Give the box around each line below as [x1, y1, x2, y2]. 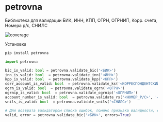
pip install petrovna [5, 50, 49, 55]
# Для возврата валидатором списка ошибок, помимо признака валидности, [5, 108, 155, 113]
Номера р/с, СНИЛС [5, 22, 48, 28]
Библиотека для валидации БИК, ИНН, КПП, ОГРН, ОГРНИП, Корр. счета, [5, 17, 158, 23]
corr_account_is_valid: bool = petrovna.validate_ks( [5, 81, 118, 86]
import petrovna [5, 59, 38, 64]
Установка [5, 41, 27, 47]
